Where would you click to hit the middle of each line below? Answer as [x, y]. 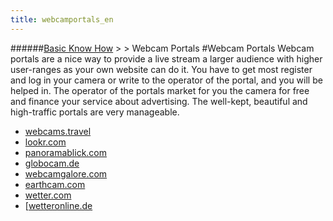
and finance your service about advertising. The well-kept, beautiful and [159, 101]
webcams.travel [58, 131]
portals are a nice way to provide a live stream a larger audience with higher [166, 58]
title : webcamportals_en [62, 19]
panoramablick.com [66, 152]
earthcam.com [55, 184]
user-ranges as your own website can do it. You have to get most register [161, 69]
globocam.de [52, 163]
